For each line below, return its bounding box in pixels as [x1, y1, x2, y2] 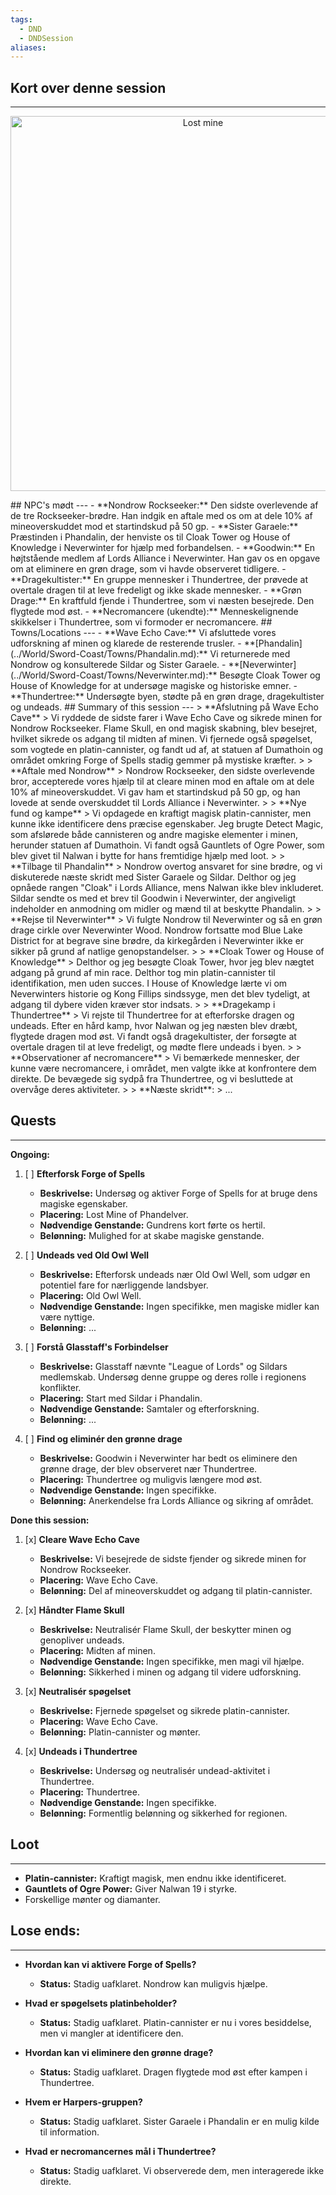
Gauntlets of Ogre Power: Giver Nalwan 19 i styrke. [24, 1882, 238, 1895]
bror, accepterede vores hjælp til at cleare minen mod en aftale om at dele [10, 776, 315, 788]
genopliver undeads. [39, 1634, 125, 1646]
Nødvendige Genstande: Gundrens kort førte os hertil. [39, 1219, 266, 1231]
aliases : [10, 42, 47, 53]
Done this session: [10, 1514, 90, 1526]
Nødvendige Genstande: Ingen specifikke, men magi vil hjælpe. [39, 1655, 305, 1667]
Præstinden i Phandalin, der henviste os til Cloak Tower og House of [10, 531, 291, 543]
